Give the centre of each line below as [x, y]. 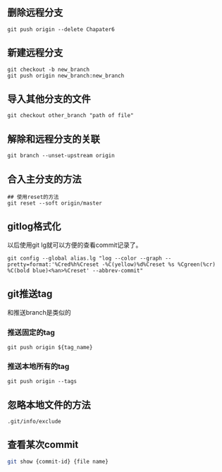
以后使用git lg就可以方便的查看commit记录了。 [75, 245]
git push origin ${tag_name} [50, 347]
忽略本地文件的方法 [49, 405]
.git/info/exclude [34, 422]
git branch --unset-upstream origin [61, 156]
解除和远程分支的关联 [54, 139]
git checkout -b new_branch [49, 69]
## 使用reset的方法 [33, 197]
